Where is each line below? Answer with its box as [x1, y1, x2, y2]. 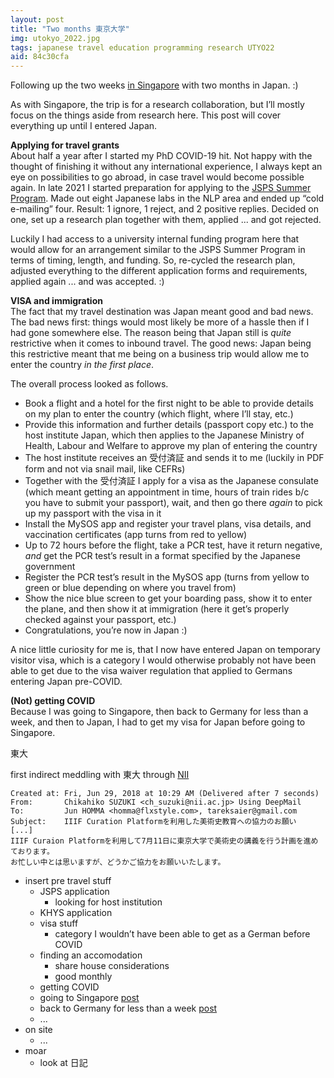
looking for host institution [54, 896, 163, 908]
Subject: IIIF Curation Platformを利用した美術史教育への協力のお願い [10, 817, 297, 827]
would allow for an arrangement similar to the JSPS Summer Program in [10, 244, 306, 256]
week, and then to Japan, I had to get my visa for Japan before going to [10, 716, 306, 728]
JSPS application [39, 886, 110, 898]
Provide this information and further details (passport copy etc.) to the [24, 419, 314, 431]
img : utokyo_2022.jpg [10, 33, 101, 43]
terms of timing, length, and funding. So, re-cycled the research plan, [10, 254, 296, 266]
